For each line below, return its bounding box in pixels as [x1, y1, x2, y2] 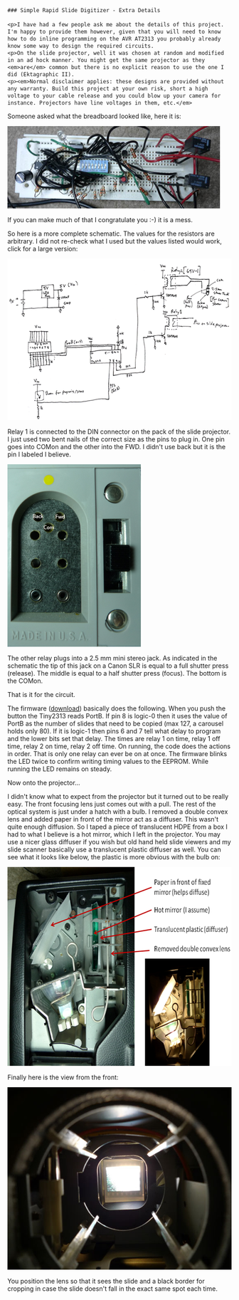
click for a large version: [7, 245, 78, 253]
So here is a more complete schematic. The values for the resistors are [7, 229, 215, 238]
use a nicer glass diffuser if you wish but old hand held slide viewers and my [7, 838, 231, 846]
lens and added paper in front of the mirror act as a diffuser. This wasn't [7, 815, 219, 823]
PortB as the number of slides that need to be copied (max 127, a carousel [7, 719, 224, 728]
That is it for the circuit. [7, 691, 76, 698]
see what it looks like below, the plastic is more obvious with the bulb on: [7, 853, 221, 861]
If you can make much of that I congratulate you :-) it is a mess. [7, 216, 193, 224]
